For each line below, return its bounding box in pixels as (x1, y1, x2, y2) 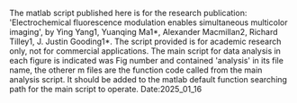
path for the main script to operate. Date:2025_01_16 (9, 84, 202, 94)
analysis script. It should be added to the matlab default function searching (9, 74, 288, 84)
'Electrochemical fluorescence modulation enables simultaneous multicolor (9, 17, 288, 28)
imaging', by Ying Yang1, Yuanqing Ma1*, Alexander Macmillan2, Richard (9, 27, 278, 37)
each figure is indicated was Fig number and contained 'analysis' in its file (9, 56, 283, 65)
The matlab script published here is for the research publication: (9, 8, 247, 18)
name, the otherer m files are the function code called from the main (9, 64, 263, 75)
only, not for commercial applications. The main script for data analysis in (9, 46, 282, 56)
